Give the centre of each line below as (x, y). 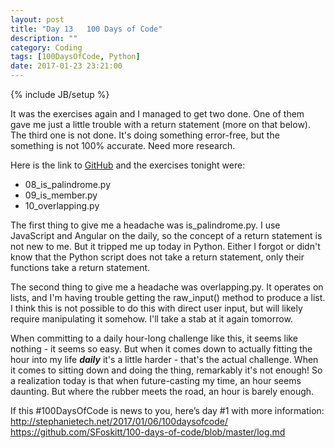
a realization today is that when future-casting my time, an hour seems (156, 380)
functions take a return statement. (80, 267)
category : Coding (46, 47)
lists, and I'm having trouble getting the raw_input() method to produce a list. (168, 297)
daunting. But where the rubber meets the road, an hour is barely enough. (162, 391)
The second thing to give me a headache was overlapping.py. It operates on (167, 287)
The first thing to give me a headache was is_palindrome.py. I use (145, 225)
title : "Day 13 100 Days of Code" (86, 29)
